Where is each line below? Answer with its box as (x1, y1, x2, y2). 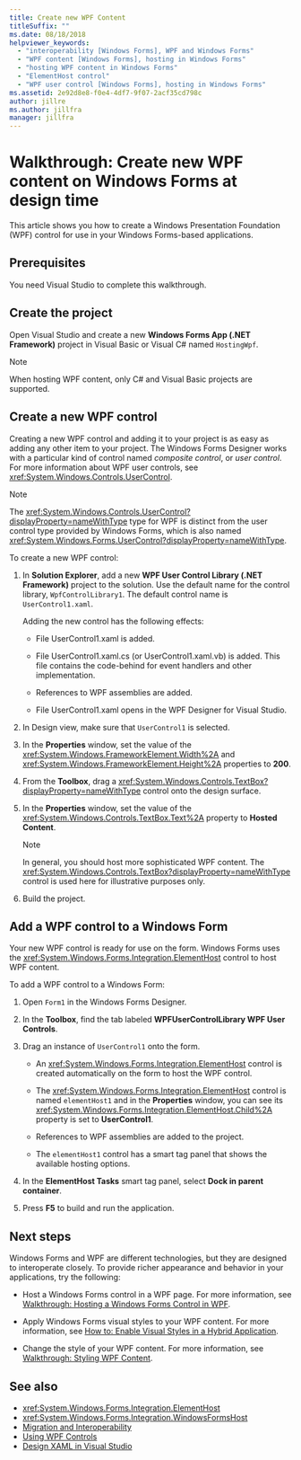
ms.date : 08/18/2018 (9, 30, 87, 39)
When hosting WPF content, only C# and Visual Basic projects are (9, 374, 253, 385)
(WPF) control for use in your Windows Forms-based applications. (9, 230, 254, 241)
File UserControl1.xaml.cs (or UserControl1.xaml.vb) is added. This (35, 650, 280, 661)
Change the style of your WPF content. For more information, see (21, 1343, 264, 1354)
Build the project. (21, 893, 86, 904)
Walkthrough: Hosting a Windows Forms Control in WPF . (21, 1299, 231, 1310)
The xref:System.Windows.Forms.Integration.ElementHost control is (35, 1085, 287, 1096)
